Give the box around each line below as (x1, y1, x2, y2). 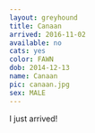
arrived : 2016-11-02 (9, 30, 87, 39)
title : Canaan (9, 22, 63, 31)
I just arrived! (9, 113, 58, 124)
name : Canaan (9, 72, 58, 81)
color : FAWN (9, 55, 54, 64)
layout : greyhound (9, 13, 78, 22)
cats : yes (9, 47, 47, 56)
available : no (9, 38, 63, 48)
